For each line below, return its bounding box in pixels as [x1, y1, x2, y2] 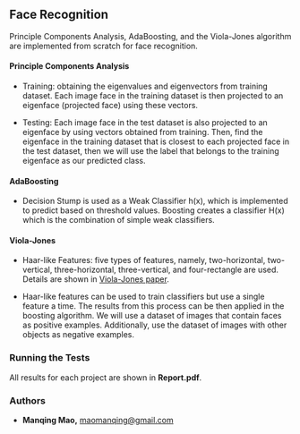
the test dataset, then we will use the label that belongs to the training [21, 146, 279, 157]
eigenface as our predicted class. [21, 156, 146, 166]
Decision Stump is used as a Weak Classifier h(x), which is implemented [21, 196, 288, 207]
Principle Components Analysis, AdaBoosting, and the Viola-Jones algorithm [9, 30, 292, 41]
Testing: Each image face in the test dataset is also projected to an [21, 117, 269, 128]
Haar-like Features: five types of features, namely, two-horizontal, [21, 255, 266, 266]
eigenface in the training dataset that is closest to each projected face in [21, 136, 290, 147]
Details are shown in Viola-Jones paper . [21, 274, 170, 285]
